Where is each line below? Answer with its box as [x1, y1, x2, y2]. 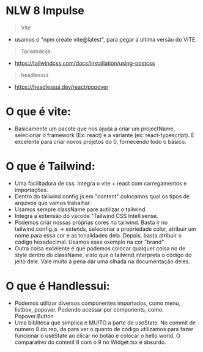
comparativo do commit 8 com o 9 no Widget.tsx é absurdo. [14, 338, 166, 346]
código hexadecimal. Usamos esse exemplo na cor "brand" [14, 238, 164, 245]
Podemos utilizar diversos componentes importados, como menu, [14, 299, 181, 307]
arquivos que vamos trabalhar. [14, 199, 92, 206]
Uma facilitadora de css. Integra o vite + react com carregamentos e [14, 179, 187, 187]
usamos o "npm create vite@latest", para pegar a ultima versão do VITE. [14, 36, 197, 43]
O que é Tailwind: [6, 160, 95, 173]
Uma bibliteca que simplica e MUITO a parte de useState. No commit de [14, 319, 196, 326]
